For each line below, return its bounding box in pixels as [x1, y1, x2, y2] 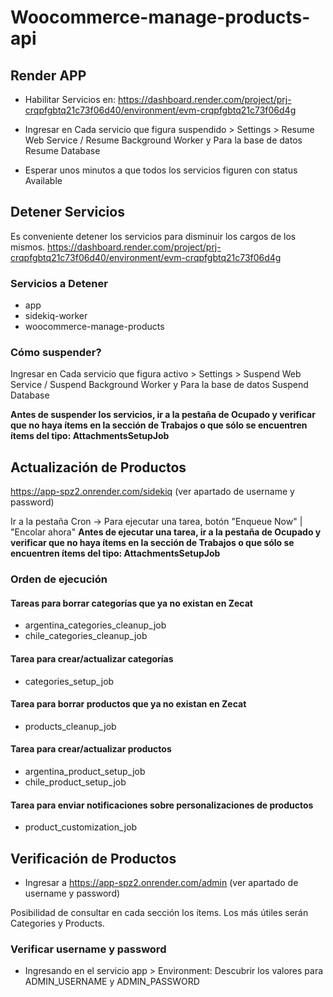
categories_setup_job [24, 675, 115, 687]
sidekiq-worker [24, 310, 88, 322]
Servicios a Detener [10, 276, 108, 290]
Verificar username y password [10, 942, 167, 956]
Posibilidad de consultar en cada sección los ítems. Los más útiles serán [10, 906, 309, 918]
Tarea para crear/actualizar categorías [10, 652, 174, 665]
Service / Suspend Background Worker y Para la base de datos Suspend [10, 379, 309, 391]
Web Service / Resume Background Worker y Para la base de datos [24, 134, 303, 146]
